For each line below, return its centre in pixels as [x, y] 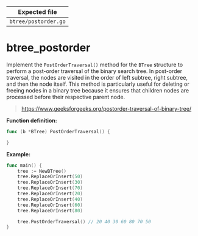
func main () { [24, 165]
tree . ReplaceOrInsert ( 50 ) [50, 177]
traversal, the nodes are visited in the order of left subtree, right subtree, [97, 77]
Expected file [37, 12]
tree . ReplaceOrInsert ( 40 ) [50, 199]
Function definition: [32, 120]
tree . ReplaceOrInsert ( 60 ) [50, 205]
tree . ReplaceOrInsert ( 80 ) [50, 210]
